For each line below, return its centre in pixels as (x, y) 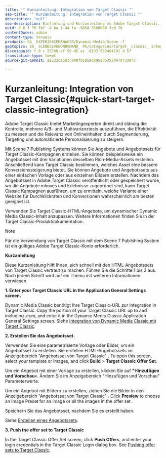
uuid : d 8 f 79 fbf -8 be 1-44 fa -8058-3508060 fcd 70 (64, 28)
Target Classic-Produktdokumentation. (44, 222)
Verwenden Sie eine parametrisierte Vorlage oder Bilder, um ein (70, 345)
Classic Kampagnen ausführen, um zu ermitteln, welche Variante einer (77, 191)
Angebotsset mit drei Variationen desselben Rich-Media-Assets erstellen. (80, 160)
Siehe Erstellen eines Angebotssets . (41, 420)
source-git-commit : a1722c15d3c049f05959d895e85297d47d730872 (70, 60)
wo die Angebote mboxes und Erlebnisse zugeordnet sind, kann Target (77, 186)
